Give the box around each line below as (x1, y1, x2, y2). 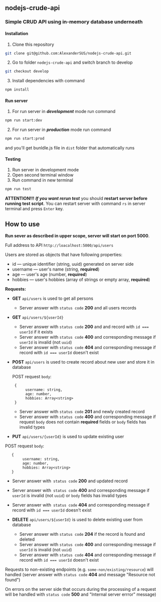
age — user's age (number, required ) (12, 271, 88, 277)
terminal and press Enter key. (5, 206, 64, 212)
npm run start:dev (5, 118, 42, 123)
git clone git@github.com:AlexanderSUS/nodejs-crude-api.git (5, 51, 132, 55)
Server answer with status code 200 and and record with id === (19, 324, 149, 329)
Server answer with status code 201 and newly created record (19, 408, 145, 414)
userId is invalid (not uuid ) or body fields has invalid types (12, 493, 127, 498)
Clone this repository (12, 41, 54, 47)
